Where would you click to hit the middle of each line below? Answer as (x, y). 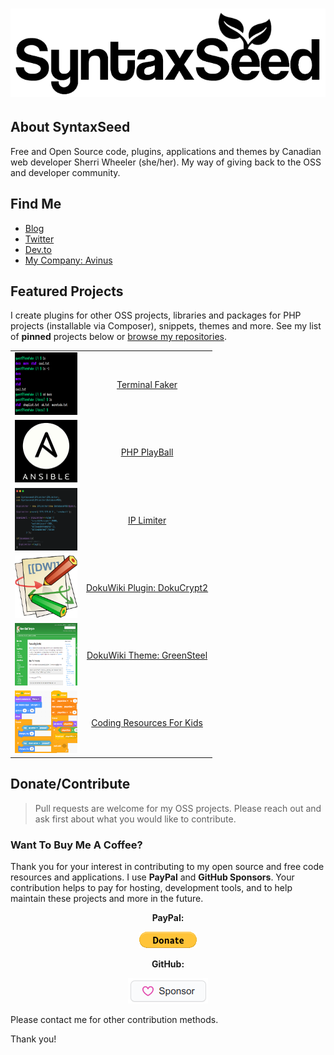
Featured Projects (67, 291)
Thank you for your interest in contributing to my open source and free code (167, 866)
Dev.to (38, 249)
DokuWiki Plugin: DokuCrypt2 (147, 587)
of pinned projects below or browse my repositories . (119, 337)
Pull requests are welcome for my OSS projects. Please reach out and (178, 808)
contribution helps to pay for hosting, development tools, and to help (151, 887)
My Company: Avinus (68, 260)
